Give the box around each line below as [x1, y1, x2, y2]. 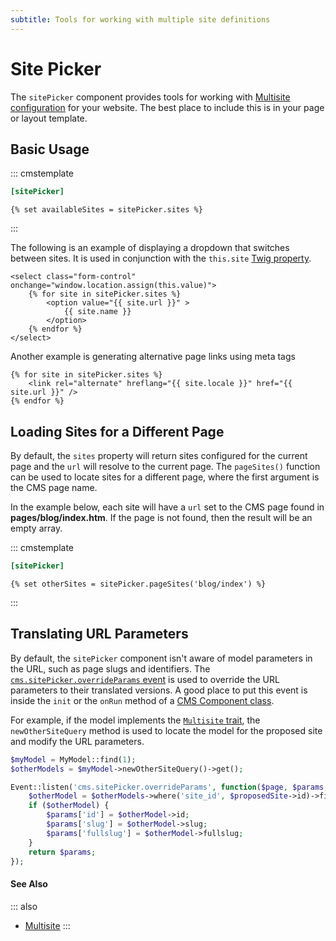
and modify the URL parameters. [10, 735, 145, 747]
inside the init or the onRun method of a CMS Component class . [10, 694, 275, 706]
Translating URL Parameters [10, 626, 189, 643]
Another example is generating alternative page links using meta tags [10, 351, 296, 363]
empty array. [10, 522, 63, 535]
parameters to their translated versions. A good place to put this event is [10, 684, 308, 696]
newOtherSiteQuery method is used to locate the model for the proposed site [10, 724, 323, 736]
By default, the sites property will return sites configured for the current [10, 450, 308, 462]
